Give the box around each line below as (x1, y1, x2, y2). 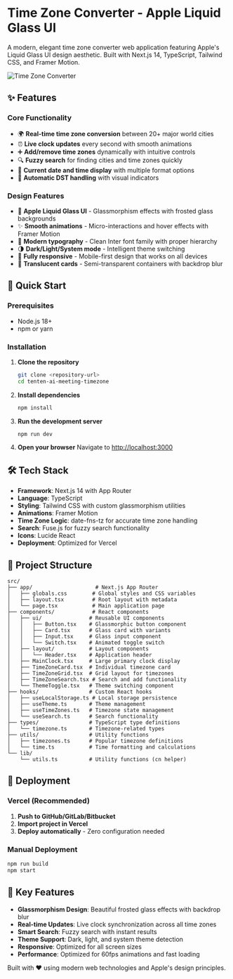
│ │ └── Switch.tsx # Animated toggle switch (7, 639, 165, 647)
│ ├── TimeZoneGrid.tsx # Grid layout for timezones (7, 670, 174, 677)
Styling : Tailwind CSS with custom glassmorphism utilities (17, 501, 186, 510)
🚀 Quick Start (7, 280, 67, 292)
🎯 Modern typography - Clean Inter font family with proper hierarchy (17, 237, 218, 245)
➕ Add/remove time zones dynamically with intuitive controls (17, 147, 196, 156)
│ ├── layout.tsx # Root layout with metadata (7, 596, 178, 603)
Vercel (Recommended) (7, 796, 90, 806)
